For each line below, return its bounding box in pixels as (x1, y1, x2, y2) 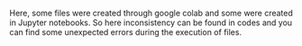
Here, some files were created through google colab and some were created (9, 8, 293, 18)
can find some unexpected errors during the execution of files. (9, 27, 242, 37)
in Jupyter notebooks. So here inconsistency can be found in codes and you (9, 17, 293, 28)
